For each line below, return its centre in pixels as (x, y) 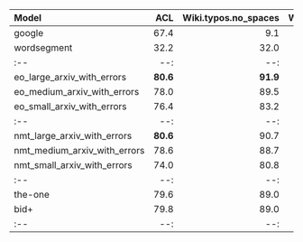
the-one (32, 195)
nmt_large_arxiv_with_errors (73, 136)
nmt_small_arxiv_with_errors (73, 165)
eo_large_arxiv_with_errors (70, 77)
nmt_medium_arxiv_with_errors (79, 150)
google (29, 33)
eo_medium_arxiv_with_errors (77, 92)
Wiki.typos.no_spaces (231, 18)
